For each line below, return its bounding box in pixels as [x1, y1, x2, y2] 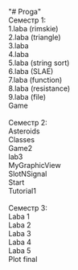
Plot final [8, 255, 38, 264]
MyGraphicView [8, 161, 62, 170]
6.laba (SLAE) [8, 67, 54, 76]
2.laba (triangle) [8, 32, 62, 42]
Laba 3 [8, 229, 31, 238]
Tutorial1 [8, 186, 36, 195]
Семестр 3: [8, 203, 48, 212]
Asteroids [8, 126, 40, 136]
